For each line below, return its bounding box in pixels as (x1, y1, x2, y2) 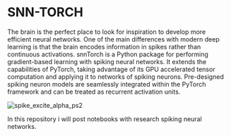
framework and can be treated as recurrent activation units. (7, 87, 181, 96)
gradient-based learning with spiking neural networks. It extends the (7, 57, 207, 66)
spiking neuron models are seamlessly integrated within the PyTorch (7, 80, 206, 88)
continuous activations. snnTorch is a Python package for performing (7, 50, 208, 58)
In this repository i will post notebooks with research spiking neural (7, 114, 203, 123)
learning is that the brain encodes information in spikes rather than (7, 42, 201, 51)
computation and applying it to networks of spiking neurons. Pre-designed (7, 72, 224, 81)
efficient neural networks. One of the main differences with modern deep (7, 35, 220, 43)
